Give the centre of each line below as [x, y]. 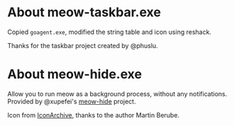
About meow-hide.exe [75, 74]
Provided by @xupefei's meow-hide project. [72, 101]
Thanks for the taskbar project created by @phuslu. [83, 45]
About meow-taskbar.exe [84, 12]
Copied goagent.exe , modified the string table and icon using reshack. [109, 32]
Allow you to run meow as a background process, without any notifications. [117, 93]
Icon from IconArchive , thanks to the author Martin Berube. [93, 115]
